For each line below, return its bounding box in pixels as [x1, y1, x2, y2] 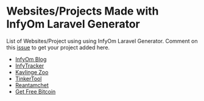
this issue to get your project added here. [6, 44, 110, 51]
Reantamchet [15, 81, 49, 89]
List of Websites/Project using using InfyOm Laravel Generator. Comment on [6, 37, 198, 44]
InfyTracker [15, 62, 44, 69]
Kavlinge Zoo [15, 68, 49, 75]
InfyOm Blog [15, 55, 47, 63]
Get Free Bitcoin [15, 88, 56, 95]
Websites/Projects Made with [6, 4, 160, 18]
